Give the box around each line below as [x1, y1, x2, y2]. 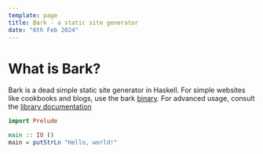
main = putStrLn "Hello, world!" [8, 138, 118, 147]
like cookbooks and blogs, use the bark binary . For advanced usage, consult [8, 94, 255, 103]
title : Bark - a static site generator [8, 19, 139, 27]
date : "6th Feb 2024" [8, 26, 79, 34]
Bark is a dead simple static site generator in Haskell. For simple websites [8, 85, 246, 95]
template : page [8, 11, 58, 20]
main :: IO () [8, 131, 55, 139]
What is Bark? [8, 59, 101, 77]
